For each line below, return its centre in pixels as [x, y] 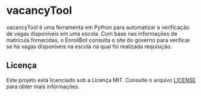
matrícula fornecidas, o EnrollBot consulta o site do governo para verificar [98, 40]
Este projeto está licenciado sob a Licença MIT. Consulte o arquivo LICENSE [101, 80]
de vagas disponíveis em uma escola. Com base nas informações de [92, 33]
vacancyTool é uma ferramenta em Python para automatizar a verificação [98, 27]
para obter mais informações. [43, 86]
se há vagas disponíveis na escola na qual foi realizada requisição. [89, 46]
